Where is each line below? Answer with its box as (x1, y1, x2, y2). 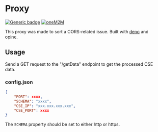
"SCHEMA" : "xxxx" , (14, 99, 52, 104)
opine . (5, 34, 18, 40)
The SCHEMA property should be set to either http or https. (5, 121, 120, 128)
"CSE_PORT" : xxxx (14, 108, 50, 113)
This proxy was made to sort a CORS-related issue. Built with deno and (5, 28, 149, 34)
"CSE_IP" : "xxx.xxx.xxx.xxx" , (14, 104, 76, 108)
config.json (5, 79, 33, 85)
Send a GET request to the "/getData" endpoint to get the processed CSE (5, 61, 153, 67)
